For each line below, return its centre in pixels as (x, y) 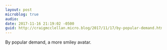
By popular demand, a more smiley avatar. (48, 42)
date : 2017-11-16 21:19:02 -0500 (40, 24)
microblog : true (22, 14)
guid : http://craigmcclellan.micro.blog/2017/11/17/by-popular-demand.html (85, 28)
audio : (12, 19)
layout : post (19, 10)
